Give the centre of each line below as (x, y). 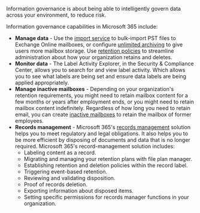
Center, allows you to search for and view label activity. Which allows (100, 70)
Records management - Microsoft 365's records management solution (103, 127)
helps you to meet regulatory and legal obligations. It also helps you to (101, 133)
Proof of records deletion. (56, 184)
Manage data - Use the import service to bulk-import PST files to (96, 38)
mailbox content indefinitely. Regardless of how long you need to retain (102, 108)
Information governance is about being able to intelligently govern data (94, 9)
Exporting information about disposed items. (78, 191)
